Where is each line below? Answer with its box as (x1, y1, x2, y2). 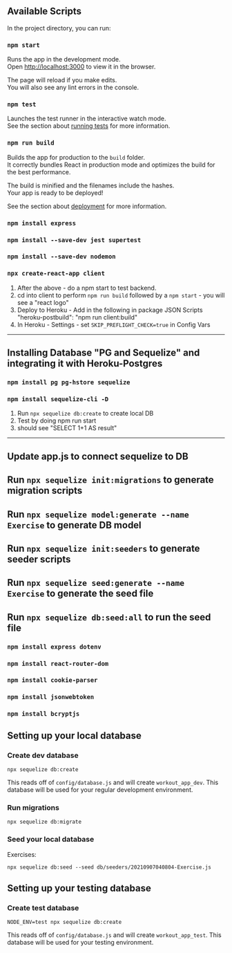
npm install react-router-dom (7, 660, 109, 667)
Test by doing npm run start (17, 416, 97, 425)
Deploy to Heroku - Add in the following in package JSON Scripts (17, 306, 203, 314)
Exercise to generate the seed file (7, 588, 154, 600)
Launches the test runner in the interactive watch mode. (7, 114, 167, 123)
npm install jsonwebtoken (7, 693, 95, 701)
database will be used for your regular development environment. (7, 786, 193, 794)
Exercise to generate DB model (7, 519, 142, 531)
